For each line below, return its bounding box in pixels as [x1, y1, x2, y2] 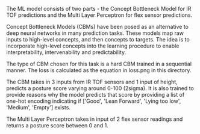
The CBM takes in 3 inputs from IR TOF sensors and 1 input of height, [6, 78, 178, 85]
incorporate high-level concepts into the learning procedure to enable [6, 42, 180, 49]
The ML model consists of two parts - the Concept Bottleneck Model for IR [6, 5, 192, 12]
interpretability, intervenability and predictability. [6, 49, 127, 56]
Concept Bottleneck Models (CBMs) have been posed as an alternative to [6, 23, 189, 30]
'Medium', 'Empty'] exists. [6, 104, 71, 111]
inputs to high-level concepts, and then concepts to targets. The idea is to [6, 36, 190, 43]
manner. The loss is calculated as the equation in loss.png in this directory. [6, 67, 192, 74]
